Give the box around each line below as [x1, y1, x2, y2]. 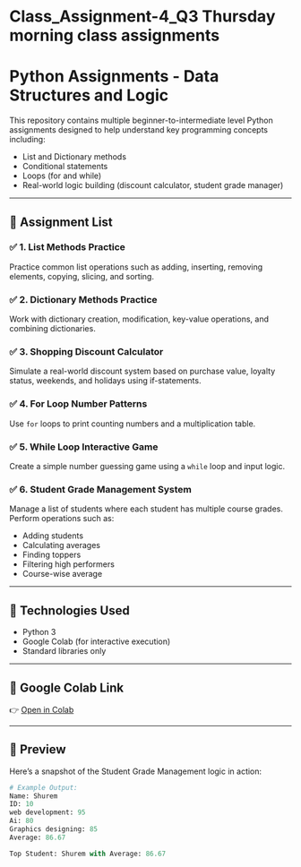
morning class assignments [9, 25, 220, 46]
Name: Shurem [9, 791, 58, 801]
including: [9, 134, 47, 145]
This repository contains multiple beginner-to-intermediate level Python [9, 115, 273, 126]
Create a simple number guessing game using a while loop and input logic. [9, 461, 285, 471]
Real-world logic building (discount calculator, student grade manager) [21, 180, 284, 191]
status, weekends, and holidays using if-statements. [9, 375, 202, 386]
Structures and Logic [9, 85, 169, 106]
